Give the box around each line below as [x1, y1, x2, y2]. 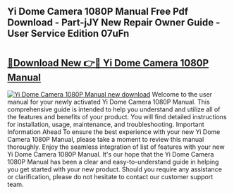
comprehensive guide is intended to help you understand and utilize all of [7, 105, 221, 114]
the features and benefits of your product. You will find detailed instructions [7, 113, 227, 121]
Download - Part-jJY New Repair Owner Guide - [7, 17, 221, 29]
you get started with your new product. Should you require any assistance [7, 165, 222, 174]
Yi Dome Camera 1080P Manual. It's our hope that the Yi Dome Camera [7, 150, 214, 158]
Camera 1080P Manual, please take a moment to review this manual [7, 135, 204, 143]
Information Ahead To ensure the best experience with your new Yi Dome [7, 128, 221, 136]
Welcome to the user [152, 90, 213, 98]
